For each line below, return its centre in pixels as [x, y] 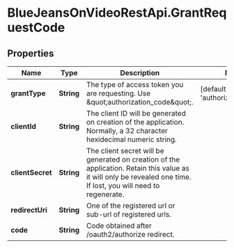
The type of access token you [135, 85]
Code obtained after [119, 226]
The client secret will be [125, 151]
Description [140, 73]
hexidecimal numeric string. [132, 139]
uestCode [36, 28]
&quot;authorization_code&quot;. [140, 102]
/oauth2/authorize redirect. [131, 234]
